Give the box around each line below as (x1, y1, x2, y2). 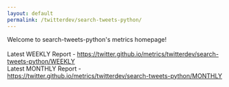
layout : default (7, 10, 53, 17)
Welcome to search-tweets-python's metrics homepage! (7, 35, 167, 43)
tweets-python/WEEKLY (7, 57, 75, 65)
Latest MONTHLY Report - (7, 64, 81, 73)
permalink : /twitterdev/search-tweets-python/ (7, 16, 142, 23)
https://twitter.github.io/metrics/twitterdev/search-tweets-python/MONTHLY (7, 71, 223, 79)
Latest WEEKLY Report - (7, 49, 76, 58)
